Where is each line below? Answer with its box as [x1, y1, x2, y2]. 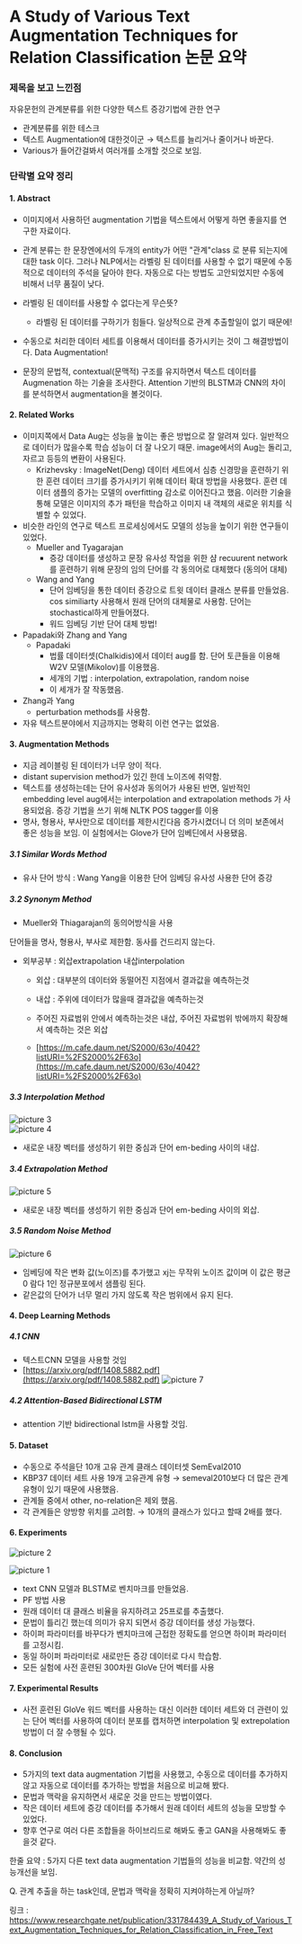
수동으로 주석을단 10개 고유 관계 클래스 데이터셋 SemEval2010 [22, 1461, 242, 1472]
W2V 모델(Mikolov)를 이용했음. [49, 661, 160, 672]
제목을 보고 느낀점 [9, 82, 83, 94]
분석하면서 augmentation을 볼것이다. [31, 388, 163, 399]
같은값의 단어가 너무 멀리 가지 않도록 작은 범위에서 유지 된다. [22, 1289, 234, 1300]
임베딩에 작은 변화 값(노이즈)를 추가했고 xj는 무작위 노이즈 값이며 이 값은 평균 [22, 1266, 291, 1278]
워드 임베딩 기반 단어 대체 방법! [49, 618, 157, 629]
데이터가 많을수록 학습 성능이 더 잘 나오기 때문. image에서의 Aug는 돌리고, [31, 441, 292, 452]
